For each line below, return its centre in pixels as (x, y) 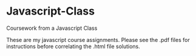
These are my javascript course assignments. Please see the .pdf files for (98, 40)
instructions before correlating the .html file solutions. (73, 46)
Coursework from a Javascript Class (52, 28)
